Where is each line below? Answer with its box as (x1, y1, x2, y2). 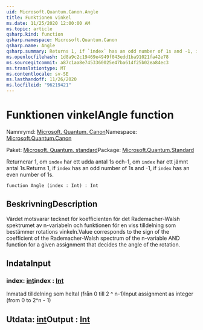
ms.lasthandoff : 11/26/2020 (6, 76, 77, 82)
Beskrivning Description (6, 199, 98, 210)
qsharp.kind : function (6, 31, 63, 38)
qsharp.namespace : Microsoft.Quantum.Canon (6, 37, 118, 43)
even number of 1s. (6, 171, 54, 178)
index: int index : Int (6, 277, 64, 285)
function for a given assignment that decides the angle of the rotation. (6, 240, 181, 248)
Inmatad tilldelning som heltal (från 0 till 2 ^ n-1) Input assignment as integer (6, 290, 193, 297)
